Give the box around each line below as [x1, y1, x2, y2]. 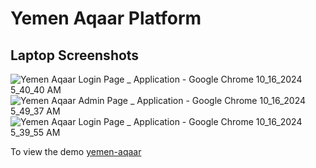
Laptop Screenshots [10, 47, 140, 64]
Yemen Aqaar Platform [10, 7, 202, 30]
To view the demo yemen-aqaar [10, 146, 142, 157]
